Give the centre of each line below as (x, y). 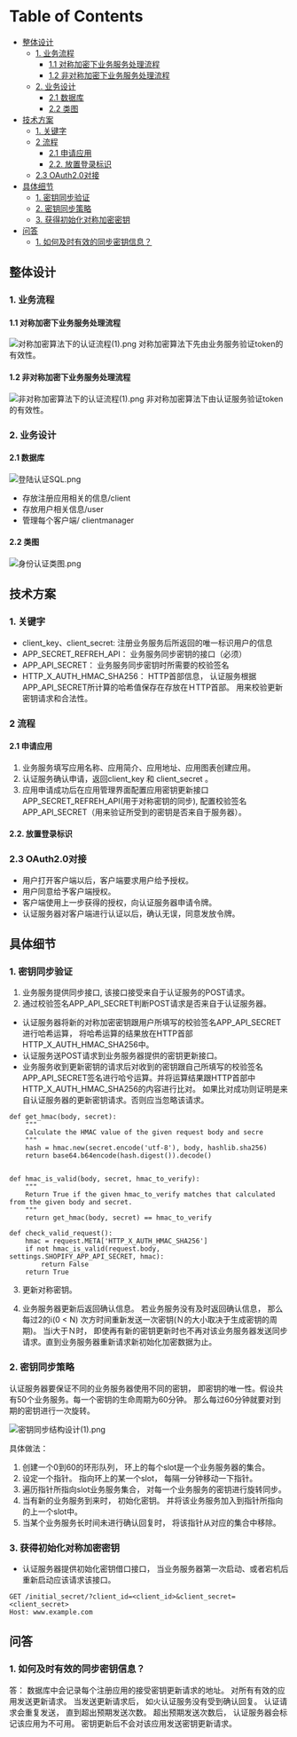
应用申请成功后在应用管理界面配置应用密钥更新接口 (115, 790)
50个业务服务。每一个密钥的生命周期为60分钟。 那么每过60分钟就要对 (145, 1399)
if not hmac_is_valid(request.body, (93, 1249)
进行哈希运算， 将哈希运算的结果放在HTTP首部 (107, 1034)
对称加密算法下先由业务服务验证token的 (211, 344)
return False (65, 1265)
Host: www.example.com (51, 1612)
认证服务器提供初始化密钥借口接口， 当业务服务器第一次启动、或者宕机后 (155, 1568)
